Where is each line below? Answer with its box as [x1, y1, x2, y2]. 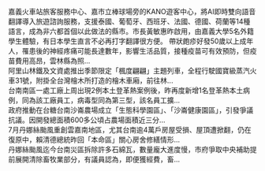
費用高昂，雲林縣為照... [14, 56, 91, 65]
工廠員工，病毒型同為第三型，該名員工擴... [42, 95, 181, 105]
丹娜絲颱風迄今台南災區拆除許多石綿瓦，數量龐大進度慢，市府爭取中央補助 [8, 145, 250, 154]
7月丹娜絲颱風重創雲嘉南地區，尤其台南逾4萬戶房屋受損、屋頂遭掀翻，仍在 [8, 125, 252, 134]
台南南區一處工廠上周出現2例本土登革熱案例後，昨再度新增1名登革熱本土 [8, 86, 244, 95]
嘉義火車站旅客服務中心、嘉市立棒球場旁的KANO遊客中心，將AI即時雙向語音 [8, 7, 256, 16]
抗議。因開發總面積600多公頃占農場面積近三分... [8, 115, 166, 125]
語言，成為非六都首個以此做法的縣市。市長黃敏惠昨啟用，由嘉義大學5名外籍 [8, 27, 255, 35]
